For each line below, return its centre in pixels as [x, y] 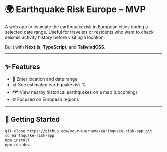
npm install [17, 140]
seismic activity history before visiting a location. [55, 37]
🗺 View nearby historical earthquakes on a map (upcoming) [75, 92]
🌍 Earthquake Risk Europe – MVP [75, 10]
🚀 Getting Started [33, 120]
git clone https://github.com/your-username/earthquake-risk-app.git [79, 131]
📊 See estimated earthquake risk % [49, 84]
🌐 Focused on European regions [45, 99]
